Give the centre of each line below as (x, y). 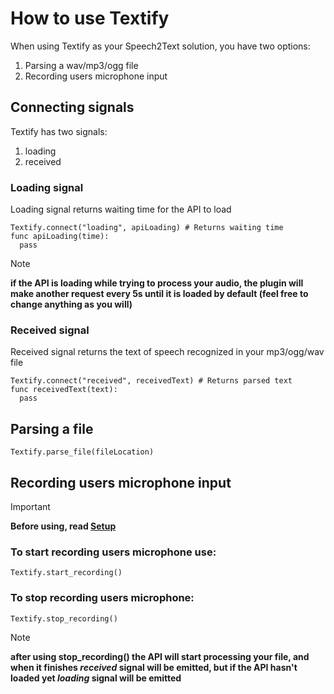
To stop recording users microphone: (102, 598)
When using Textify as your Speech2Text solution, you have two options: (160, 46)
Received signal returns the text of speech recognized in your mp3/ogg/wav (167, 352)
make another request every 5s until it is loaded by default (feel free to (159, 294)
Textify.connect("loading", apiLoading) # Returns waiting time (147, 228)
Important (30, 506)
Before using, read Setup (63, 526)
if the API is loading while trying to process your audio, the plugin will (157, 283)
